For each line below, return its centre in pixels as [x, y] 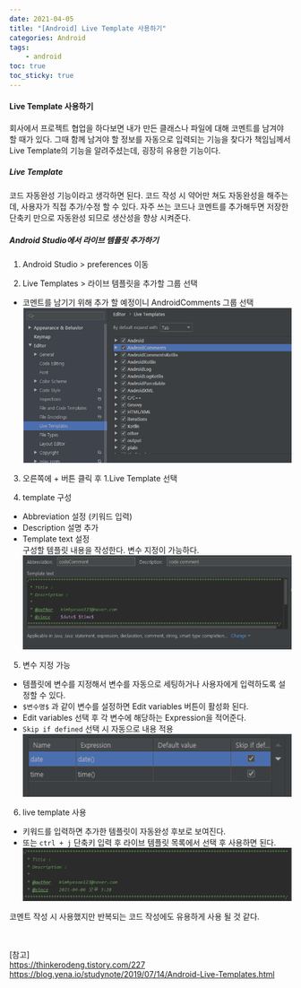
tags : [19, 48]
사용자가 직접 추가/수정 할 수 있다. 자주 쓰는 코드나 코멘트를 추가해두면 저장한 [155, 207]
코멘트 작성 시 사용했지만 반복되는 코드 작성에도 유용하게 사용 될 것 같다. [134, 917]
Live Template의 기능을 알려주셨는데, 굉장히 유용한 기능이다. [115, 151]
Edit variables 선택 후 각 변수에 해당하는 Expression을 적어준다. [134, 717]
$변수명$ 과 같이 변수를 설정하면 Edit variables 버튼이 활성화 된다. [135, 706]
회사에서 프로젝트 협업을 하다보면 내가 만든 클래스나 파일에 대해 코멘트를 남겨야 [147, 128]
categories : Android [48, 38]
